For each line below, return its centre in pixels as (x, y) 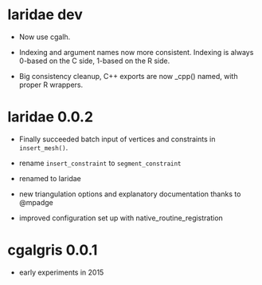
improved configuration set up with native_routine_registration (121, 218)
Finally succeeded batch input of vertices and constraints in (117, 139)
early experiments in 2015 (61, 272)
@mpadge (36, 202)
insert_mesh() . (43, 147)
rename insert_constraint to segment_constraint (100, 163)
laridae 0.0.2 (50, 117)
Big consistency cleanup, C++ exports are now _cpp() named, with (128, 76)
